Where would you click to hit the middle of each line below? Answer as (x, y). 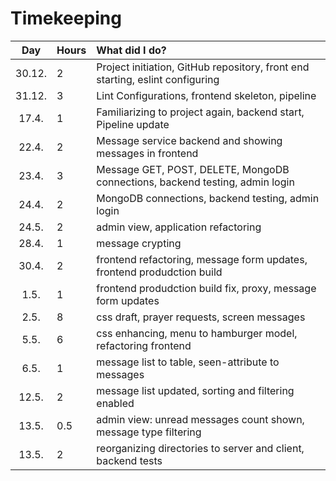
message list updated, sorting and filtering (195, 390)
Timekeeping (66, 18)
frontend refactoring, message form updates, (202, 259)
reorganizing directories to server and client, (200, 448)
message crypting (139, 243)
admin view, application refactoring (179, 227)
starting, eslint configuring (158, 79)
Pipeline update (133, 124)
